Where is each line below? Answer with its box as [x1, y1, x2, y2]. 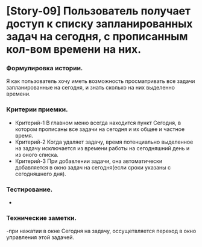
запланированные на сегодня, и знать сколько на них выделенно [6, 84, 175, 91]
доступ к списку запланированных [6, 17, 193, 31]
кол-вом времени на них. [6, 43, 142, 56]
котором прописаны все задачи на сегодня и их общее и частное [14, 125, 185, 133]
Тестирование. [6, 185, 53, 194]
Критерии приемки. [6, 105, 68, 114]
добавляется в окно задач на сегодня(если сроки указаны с [14, 163, 171, 171]
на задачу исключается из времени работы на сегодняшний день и [14, 144, 190, 151]
